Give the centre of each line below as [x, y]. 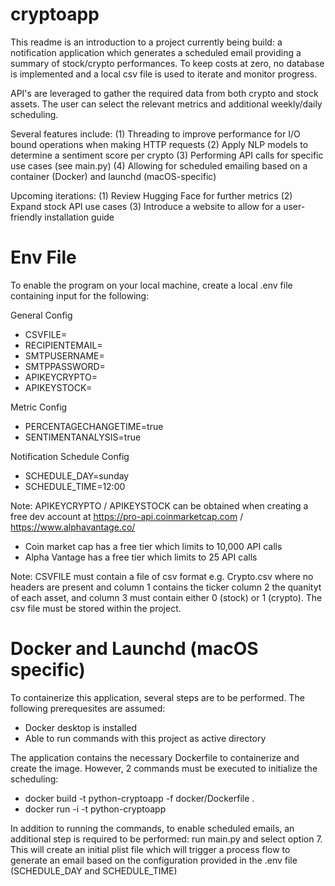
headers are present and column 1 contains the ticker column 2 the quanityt [166, 587]
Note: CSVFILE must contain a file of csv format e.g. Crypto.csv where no [162, 576]
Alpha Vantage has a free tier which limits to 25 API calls [141, 557]
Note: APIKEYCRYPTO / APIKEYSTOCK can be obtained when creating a [159, 505]
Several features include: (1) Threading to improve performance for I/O [155, 134]
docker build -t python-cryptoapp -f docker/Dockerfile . [139, 798]
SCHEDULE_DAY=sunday [77, 475]
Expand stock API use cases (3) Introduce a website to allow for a [146, 206]
